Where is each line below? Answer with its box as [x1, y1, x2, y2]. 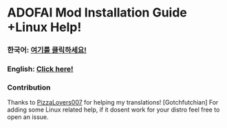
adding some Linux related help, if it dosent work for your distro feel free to [7, 105, 220, 114]
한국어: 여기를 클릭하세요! [7, 45, 87, 55]
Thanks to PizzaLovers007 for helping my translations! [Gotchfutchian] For [7, 98, 219, 107]
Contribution [7, 83, 51, 92]
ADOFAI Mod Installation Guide [7, 5, 188, 21]
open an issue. [7, 113, 50, 121]
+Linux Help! [7, 19, 82, 35]
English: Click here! [7, 64, 74, 74]
